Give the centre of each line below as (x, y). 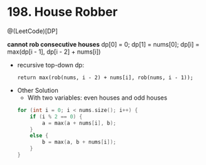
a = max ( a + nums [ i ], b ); (79, 123)
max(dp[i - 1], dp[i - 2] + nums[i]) (54, 52)
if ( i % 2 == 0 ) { (56, 117)
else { (39, 136)
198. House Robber (63, 12)
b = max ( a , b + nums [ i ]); (79, 142)
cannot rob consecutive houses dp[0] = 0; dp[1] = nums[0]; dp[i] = (103, 44)
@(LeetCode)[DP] (33, 31)
